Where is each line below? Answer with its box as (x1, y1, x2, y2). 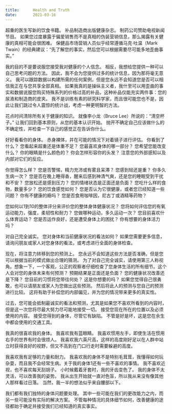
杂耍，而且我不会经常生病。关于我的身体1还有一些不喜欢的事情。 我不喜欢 (5, 360, 161, 366)
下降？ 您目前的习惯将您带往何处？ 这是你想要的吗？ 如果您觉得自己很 (9, 276, 157, 282)
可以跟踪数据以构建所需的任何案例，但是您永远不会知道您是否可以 (19, 76, 159, 82)
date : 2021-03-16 (5, 12, 56, 17)
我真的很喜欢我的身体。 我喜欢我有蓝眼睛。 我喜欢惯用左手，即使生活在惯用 (5, 330, 165, 336)
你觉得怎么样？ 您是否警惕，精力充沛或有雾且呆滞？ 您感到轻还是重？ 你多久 (5, 167, 166, 173)
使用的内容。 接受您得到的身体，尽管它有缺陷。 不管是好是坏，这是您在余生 (5, 313, 165, 319)
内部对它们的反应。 (5, 156, 46, 162)
